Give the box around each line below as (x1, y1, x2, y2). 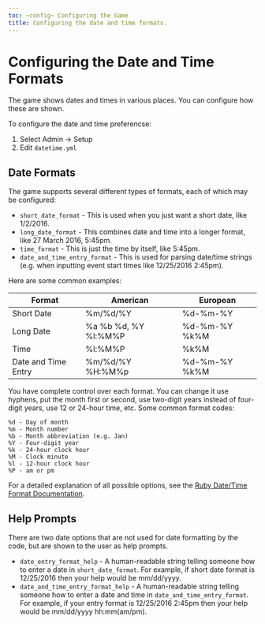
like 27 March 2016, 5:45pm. (19, 236, 113, 245)
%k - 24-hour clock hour (8, 447, 90, 454)
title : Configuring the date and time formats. (8, 19, 168, 27)
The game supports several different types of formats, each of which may (8, 187, 248, 196)
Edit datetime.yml (19, 143, 77, 152)
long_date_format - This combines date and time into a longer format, (19, 227, 246, 237)
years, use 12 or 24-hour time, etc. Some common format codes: (24, 403, 235, 413)
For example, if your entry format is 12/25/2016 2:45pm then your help (19, 599, 248, 608)
